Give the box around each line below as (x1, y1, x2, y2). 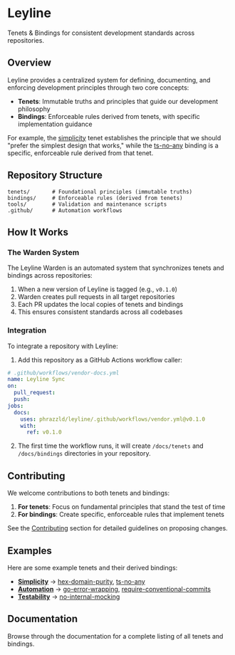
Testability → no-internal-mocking (17, 592, 120, 601)
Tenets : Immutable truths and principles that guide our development (17, 97, 219, 105)
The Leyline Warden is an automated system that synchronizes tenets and (7, 263, 224, 272)
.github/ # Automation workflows (7, 206, 122, 214)
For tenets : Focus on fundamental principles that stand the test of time (17, 503, 226, 511)
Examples (7, 545, 52, 557)
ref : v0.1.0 (26, 429, 62, 436)
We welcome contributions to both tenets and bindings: (7, 489, 170, 498)
